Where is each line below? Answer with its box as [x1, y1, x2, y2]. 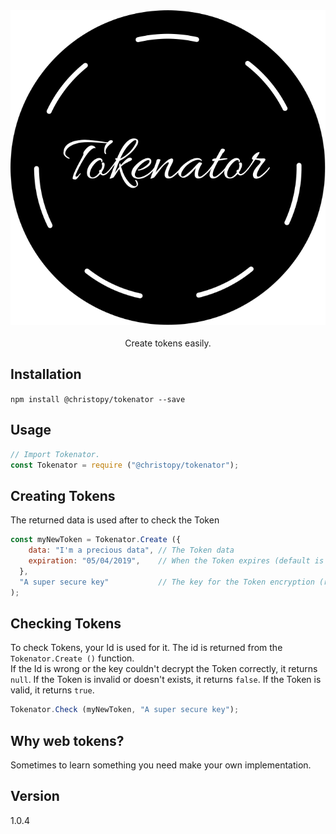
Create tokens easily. [124, 337, 212, 349]
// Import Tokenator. [10, 449, 101, 459]
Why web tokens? [10, 732, 125, 749]
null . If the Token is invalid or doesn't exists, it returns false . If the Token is [10, 674, 322, 686]
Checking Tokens [10, 615, 122, 632]
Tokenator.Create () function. [10, 652, 135, 664]
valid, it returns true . [10, 684, 95, 696]
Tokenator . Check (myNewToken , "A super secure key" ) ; [10, 705, 240, 715]
